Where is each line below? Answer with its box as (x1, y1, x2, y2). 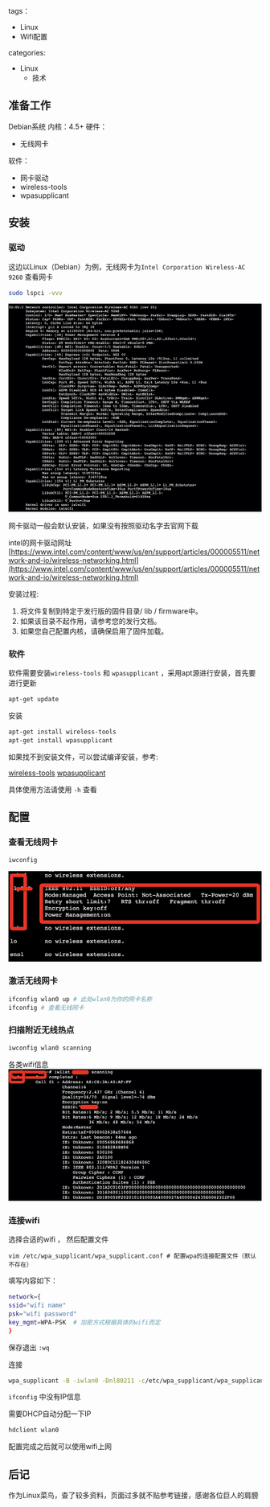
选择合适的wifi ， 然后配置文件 (8, 1234, 109, 1244)
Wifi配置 (19, 32, 48, 41)
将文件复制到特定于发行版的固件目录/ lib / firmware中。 (19, 606, 202, 616)
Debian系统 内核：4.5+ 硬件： (8, 121, 108, 131)
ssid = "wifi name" (8, 1301, 67, 1310)
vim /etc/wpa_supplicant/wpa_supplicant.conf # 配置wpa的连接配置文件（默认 (8, 1252, 257, 1260)
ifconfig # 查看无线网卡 (8, 1004, 84, 1012)
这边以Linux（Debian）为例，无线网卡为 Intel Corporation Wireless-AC (8, 261, 246, 271)
